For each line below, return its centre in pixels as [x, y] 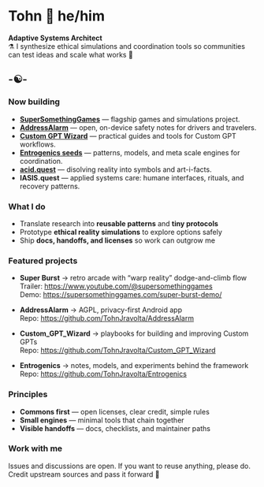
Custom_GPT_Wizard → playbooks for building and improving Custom [134, 333]
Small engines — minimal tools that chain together [102, 420]
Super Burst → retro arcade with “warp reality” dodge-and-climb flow [133, 278]
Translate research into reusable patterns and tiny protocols [119, 223]
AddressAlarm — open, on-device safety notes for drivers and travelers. [138, 127]
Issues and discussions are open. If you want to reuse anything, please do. [129, 466]
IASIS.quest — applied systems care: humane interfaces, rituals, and [132, 177]
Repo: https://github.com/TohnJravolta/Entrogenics [103, 374]
